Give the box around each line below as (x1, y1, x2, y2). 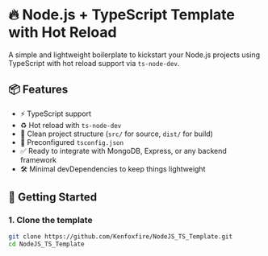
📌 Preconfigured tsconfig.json (19, 137, 124, 147)
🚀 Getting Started (8, 191, 98, 204)
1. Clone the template (8, 215, 93, 226)
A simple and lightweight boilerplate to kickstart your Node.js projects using (8, 50, 261, 60)
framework (19, 155, 57, 164)
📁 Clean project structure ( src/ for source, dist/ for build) (19, 129, 214, 138)
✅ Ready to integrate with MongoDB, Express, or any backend (19, 146, 228, 155)
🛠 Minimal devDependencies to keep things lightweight (19, 163, 206, 174)
